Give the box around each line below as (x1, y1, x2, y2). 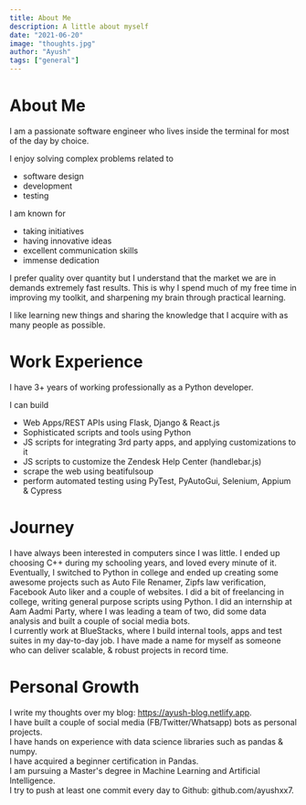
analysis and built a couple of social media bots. (9, 615, 190, 627)
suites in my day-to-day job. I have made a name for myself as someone (9, 635, 281, 646)
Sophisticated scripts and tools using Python (22, 426, 192, 437)
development (22, 180, 73, 191)
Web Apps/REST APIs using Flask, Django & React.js (22, 417, 221, 428)
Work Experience (9, 351, 143, 372)
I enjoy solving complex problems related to (9, 153, 174, 164)
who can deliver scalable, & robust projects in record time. (9, 644, 229, 655)
